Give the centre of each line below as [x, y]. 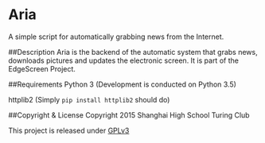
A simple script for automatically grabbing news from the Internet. [116, 37]
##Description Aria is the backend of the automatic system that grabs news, [133, 52]
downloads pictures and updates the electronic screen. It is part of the [123, 60]
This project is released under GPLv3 [69, 130]
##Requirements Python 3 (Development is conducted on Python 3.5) [123, 84]
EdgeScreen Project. [42, 68]
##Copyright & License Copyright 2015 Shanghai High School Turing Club [129, 115]
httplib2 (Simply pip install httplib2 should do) [89, 99]
